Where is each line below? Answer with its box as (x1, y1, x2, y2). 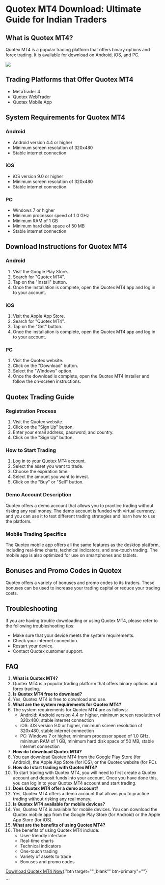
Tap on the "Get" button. (12, 324, 63, 330)
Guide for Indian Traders (5, 14, 107, 25)
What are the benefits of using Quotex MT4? (12, 822, 106, 828)
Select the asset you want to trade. (12, 463, 83, 469)
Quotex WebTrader (12, 94, 51, 100)
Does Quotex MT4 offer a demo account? (12, 785, 99, 791)
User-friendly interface (20, 833, 67, 839)
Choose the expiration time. (12, 469, 69, 475)
